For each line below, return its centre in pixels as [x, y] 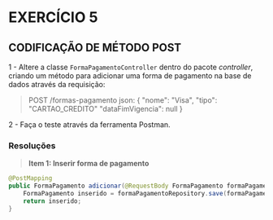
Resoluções [32, 145]
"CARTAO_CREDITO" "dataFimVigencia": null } [105, 109]
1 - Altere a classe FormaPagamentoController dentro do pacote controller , [131, 67]
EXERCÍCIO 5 [53, 18]
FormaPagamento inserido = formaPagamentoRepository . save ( [125, 194]
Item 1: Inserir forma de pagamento [89, 164]
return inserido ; [52, 201]
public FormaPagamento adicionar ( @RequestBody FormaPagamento [116, 186]
